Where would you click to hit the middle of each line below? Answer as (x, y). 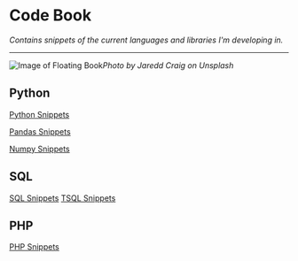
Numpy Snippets (39, 149)
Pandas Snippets (40, 131)
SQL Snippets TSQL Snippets (63, 198)
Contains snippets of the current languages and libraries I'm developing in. (146, 40)
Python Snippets (39, 114)
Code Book (50, 15)
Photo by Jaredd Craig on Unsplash (168, 65)
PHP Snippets (35, 247)
